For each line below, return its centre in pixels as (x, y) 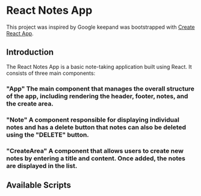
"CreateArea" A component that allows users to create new (95, 150)
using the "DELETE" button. (48, 134)
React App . (20, 33)
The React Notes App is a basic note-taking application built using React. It (99, 67)
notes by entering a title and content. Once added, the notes (96, 158)
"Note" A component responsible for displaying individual (93, 119)
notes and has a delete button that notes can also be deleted (96, 127)
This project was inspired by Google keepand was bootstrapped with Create (100, 27)
